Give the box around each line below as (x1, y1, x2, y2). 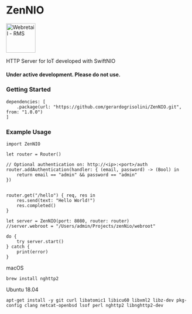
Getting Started (6, 86, 51, 94)
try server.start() (16, 239, 64, 245)
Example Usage (6, 127, 52, 136)
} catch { (6, 244, 30, 250)
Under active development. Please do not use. (6, 71, 121, 78)
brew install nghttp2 (6, 276, 59, 282)
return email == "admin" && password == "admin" (16, 172, 138, 178)
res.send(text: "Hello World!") (16, 198, 95, 204)
